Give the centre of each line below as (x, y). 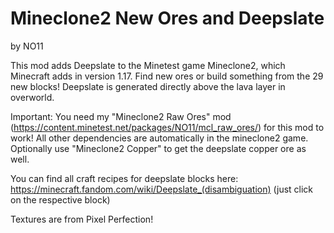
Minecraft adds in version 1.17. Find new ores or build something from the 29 (167, 76)
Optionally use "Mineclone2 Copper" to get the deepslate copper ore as (158, 148)
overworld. (32, 97)
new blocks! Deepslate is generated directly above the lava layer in (148, 86)
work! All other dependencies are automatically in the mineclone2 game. (159, 138)
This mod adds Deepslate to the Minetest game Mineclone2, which (148, 65)
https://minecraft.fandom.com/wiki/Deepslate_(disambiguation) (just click (162, 189)
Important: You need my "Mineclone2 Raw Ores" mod (121, 116)
